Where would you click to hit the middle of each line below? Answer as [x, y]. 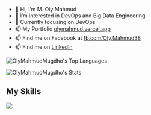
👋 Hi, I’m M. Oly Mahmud [46, 9]
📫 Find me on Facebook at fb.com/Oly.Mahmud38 [78, 38]
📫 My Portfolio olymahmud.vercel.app [63, 29]
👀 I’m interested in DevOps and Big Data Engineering [80, 16]
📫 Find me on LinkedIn [44, 47]
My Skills [24, 91]
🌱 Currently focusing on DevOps [55, 22]
